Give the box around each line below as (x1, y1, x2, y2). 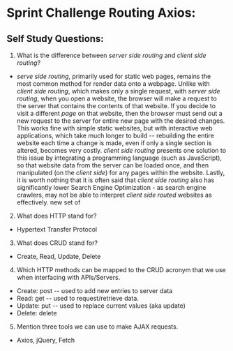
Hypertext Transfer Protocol (16, 225, 98, 233)
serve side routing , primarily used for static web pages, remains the (16, 72, 211, 80)
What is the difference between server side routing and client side (16, 51, 206, 59)
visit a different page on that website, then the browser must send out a (16, 110, 223, 117)
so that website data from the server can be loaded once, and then (16, 161, 209, 169)
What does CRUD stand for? (16, 239, 98, 247)
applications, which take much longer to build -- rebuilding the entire (16, 131, 214, 140)
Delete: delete (16, 309, 57, 317)
